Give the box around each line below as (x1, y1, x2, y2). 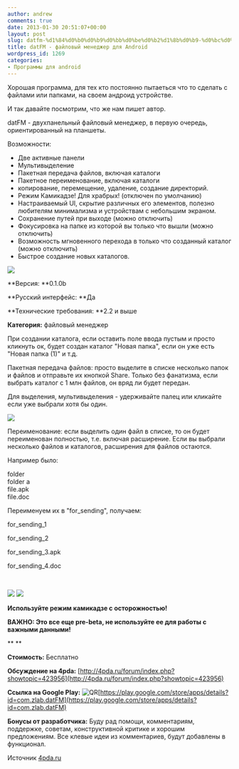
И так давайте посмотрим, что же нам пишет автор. (7, 104, 166, 113)
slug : (7, 37, 23, 44)
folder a (7, 477, 31, 485)
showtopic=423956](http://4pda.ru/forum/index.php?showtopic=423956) (7, 674, 224, 683)
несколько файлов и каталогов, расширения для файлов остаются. (7, 442, 212, 450)
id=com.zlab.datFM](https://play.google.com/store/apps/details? (7, 696, 197, 704)
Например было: (7, 455, 58, 464)
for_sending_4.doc (7, 561, 62, 570)
